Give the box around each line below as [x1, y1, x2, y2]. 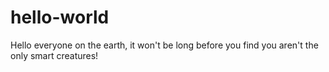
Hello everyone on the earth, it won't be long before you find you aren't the [10, 39, 319, 51]
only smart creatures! [10, 49, 99, 61]
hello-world [10, 6, 110, 29]
